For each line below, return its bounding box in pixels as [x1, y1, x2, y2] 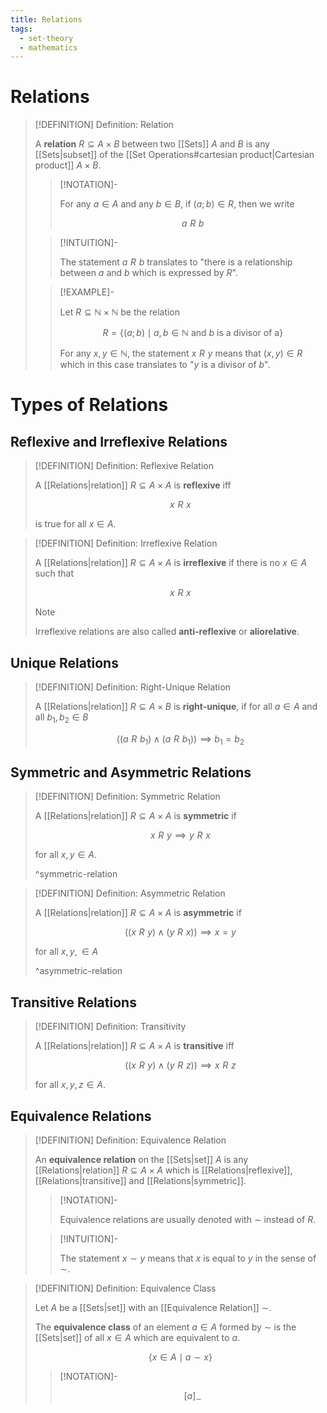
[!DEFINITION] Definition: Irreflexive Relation [34, 537, 218, 550]
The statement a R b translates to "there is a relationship [59, 256, 293, 268]
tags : [10, 24, 33, 34]
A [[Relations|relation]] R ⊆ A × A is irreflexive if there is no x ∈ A [34, 557, 308, 569]
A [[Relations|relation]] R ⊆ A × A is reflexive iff [34, 479, 232, 491]
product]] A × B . [34, 159, 102, 171]
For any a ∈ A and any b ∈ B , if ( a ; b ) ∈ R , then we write [59, 198, 295, 210]
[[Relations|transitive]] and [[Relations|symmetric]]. [34, 1175, 247, 1187]
